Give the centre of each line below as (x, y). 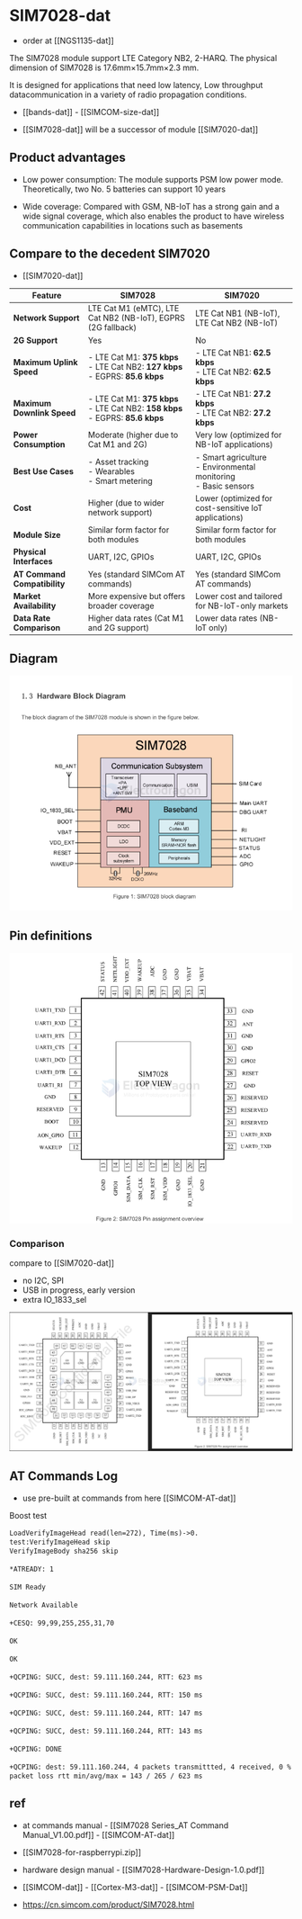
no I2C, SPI (43, 1281)
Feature (47, 296)
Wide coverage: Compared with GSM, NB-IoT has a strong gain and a (151, 206)
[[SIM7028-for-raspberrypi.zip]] (82, 1852)
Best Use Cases (44, 471)
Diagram (34, 658)
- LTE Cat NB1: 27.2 (233, 394)
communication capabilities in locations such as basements (133, 225)
